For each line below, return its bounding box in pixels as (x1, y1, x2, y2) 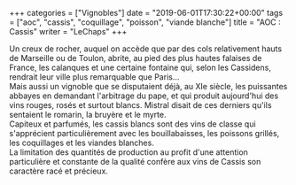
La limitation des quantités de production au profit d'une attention (9, 147, 248, 158)
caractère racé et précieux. (9, 166, 109, 176)
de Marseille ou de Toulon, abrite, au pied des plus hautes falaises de (9, 53, 262, 63)
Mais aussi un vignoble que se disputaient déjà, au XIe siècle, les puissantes (9, 81, 288, 91)
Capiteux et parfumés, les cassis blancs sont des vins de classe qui (9, 119, 256, 129)
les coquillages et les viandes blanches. (9, 137, 155, 148)
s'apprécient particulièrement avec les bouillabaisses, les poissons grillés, (9, 128, 280, 138)
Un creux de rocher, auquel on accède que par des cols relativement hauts (9, 43, 282, 54)
